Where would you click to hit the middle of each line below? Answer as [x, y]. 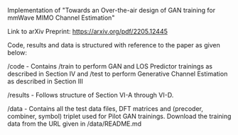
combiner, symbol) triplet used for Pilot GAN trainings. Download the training [119, 116]
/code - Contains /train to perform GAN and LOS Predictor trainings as [110, 66]
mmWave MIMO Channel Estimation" [61, 18]
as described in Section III [45, 81]
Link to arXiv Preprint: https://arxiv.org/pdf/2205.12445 [88, 31]
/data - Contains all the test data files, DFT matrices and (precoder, [106, 108]
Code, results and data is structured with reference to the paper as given [114, 45]
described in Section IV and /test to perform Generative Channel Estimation [118, 74]
